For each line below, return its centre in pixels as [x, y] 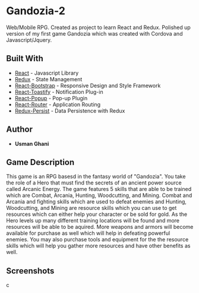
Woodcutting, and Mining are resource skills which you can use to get [91, 208]
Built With [25, 58]
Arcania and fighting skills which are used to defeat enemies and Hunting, [97, 202]
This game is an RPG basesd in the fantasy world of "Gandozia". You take [96, 177]
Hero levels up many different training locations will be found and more [93, 221]
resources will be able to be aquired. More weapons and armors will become [100, 227]
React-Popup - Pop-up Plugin [51, 98]
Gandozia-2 [36, 11]
